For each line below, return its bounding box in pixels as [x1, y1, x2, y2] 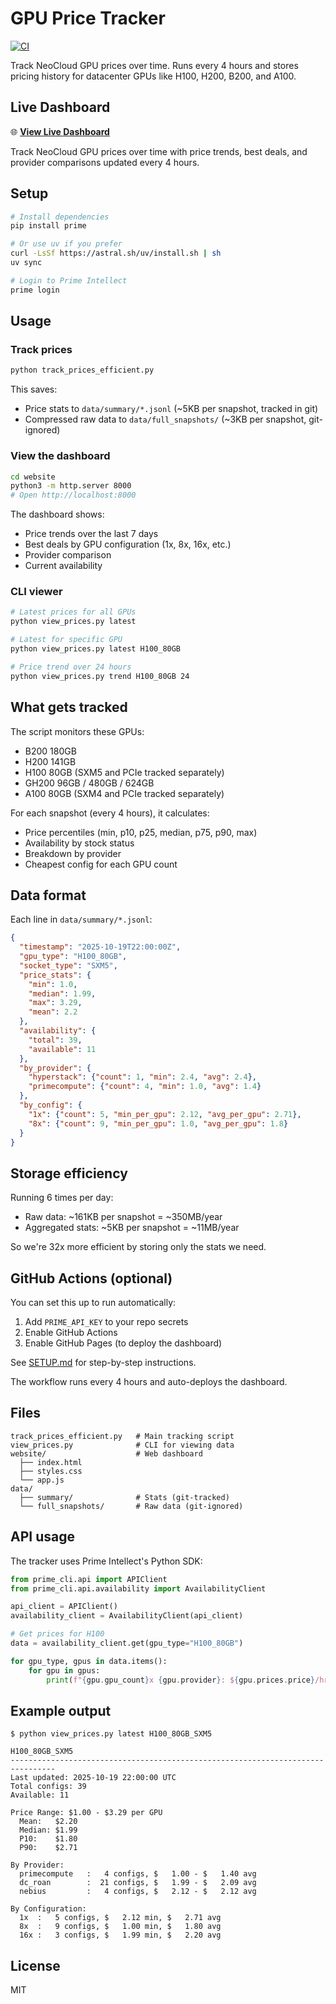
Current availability [24, 560, 103, 572]
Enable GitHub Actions [24, 1327, 118, 1339]
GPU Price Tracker [10, 7, 166, 30]
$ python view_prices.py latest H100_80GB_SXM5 [10, 1729, 213, 1739]
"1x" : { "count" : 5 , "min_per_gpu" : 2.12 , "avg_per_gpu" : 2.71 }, [28, 1109, 302, 1119]
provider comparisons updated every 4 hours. [10, 156, 200, 168]
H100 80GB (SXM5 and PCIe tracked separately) [24, 766, 225, 778]
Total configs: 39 [10, 1782, 87, 1792]
